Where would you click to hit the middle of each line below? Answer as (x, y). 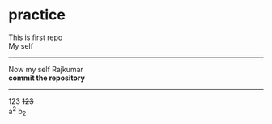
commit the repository (47, 78)
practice (37, 15)
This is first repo (36, 37)
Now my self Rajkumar (46, 69)
